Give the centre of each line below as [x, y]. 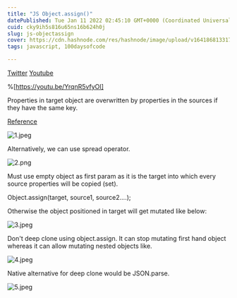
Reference [22, 121]
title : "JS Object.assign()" [50, 14]
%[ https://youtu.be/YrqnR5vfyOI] [56, 87]
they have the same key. [43, 108]
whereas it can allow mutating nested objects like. [80, 246]
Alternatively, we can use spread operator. [69, 149]
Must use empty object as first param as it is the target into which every [112, 176]
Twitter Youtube [31, 73]
